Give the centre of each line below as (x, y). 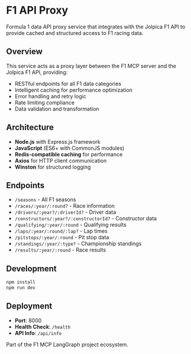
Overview (25, 52)
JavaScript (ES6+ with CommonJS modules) (69, 148)
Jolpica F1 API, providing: (37, 72)
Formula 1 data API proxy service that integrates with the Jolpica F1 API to (96, 27)
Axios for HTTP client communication (61, 160)
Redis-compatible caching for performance (69, 154)
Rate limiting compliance (45, 102)
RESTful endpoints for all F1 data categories (68, 83)
